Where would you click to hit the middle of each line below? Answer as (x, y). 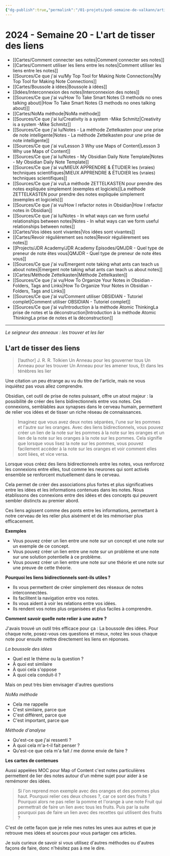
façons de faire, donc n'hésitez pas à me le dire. (55, 848)
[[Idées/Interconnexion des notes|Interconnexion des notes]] (76, 92)
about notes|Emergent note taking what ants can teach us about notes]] (88, 269)
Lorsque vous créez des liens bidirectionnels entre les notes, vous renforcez (85, 464)
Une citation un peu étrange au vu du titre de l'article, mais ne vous (75, 381)
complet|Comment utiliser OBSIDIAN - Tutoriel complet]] (71, 302)
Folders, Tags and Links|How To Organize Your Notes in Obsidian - (82, 285)
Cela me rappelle (30, 704)
